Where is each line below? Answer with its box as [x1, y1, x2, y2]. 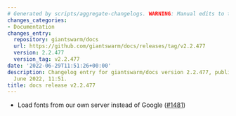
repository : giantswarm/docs [13, 36, 99, 43]
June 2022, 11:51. [13, 75, 68, 82]
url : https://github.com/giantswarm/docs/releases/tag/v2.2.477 [13, 43, 206, 50]
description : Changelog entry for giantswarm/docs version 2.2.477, [7, 68, 212, 75]
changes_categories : [7, 17, 68, 24]
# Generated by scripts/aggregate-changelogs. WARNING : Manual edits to [7, 10, 225, 17]
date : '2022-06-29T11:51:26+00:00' [7, 62, 112, 69]
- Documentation [7, 23, 55, 30]
